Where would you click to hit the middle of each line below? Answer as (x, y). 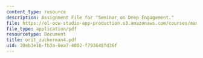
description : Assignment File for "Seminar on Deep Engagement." (90, 18)
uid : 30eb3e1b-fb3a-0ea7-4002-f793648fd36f (62, 46)
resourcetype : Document (36, 34)
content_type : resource (36, 12)
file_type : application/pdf (42, 29)
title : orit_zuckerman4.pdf (42, 40)
